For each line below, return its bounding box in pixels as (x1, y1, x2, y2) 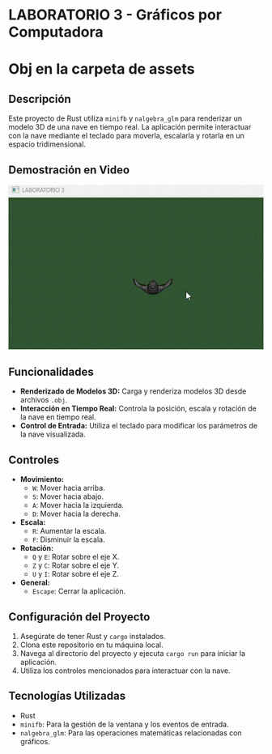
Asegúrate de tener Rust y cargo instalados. (19, 631, 166, 641)
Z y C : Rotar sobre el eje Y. (32, 560, 120, 570)
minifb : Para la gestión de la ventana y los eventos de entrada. (19, 719, 229, 729)
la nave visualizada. (19, 429, 87, 439)
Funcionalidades (8, 364, 95, 378)
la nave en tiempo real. (19, 412, 96, 422)
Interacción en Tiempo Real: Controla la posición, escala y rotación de (19, 403, 257, 414)
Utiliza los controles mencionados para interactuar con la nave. (19, 666, 231, 675)
